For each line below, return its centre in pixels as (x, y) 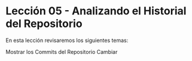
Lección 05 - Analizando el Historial (96, 11)
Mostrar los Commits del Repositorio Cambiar (62, 51)
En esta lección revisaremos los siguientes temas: (67, 40)
